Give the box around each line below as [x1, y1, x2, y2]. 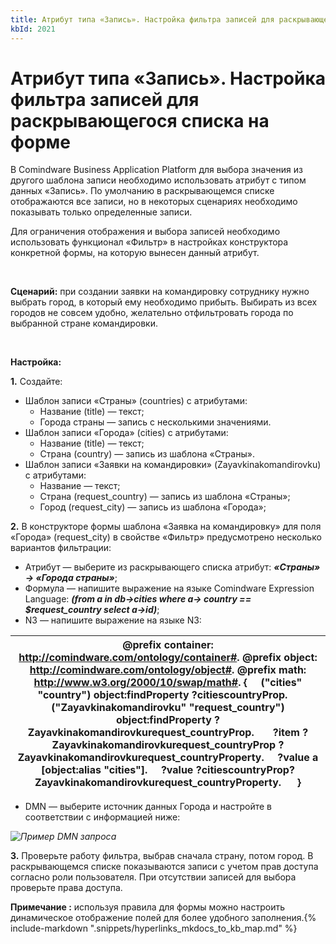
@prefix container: [122, 638, 214, 652]
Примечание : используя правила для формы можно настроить [10, 901, 286, 913]
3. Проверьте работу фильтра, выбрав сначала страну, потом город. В [10, 850, 314, 862]
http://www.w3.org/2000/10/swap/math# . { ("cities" [33, 676, 303, 690]
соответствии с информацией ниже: [24, 811, 181, 823]
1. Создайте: [10, 376, 63, 388]
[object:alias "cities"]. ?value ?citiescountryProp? [41, 763, 295, 777]
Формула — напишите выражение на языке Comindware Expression [24, 582, 315, 595]
